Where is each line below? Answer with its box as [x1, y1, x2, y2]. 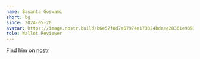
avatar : [6, 25, 26, 31]
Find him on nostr [6, 47, 49, 54]
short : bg [6, 14, 31, 20]
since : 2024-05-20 [6, 19, 52, 25]
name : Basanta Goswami [6, 8, 62, 15]
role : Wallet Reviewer [6, 31, 62, 37]
